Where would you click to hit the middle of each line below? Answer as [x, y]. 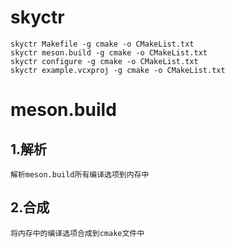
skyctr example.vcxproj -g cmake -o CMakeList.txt [118, 70]
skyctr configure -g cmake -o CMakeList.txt [104, 61]
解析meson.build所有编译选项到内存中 [80, 174]
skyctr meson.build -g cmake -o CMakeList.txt [109, 52]
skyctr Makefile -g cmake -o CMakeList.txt [102, 44]
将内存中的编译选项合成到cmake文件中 [77, 233]
